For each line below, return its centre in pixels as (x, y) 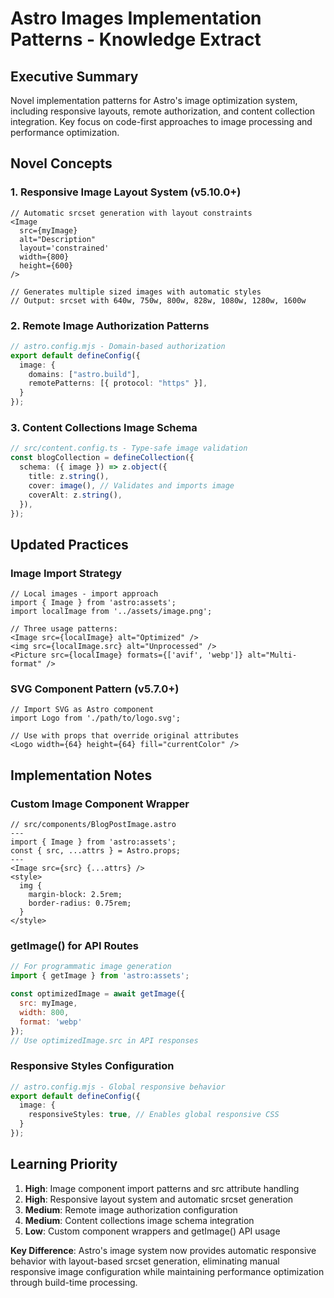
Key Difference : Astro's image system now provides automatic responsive (163, 1250)
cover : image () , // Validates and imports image (131, 485)
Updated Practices (69, 544)
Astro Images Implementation (136, 18)
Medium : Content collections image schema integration (139, 1220)
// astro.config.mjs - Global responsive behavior (118, 1087)
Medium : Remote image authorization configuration (131, 1209)
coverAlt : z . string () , (75, 495)
